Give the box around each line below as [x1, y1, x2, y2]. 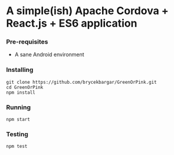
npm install [6, 90, 35, 95]
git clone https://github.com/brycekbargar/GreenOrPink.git [6, 79, 157, 85]
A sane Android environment [14, 51, 84, 58]
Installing [6, 66, 34, 74]
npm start [6, 117, 31, 123]
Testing [6, 130, 28, 138]
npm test [6, 143, 28, 150]
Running [6, 103, 31, 111]
